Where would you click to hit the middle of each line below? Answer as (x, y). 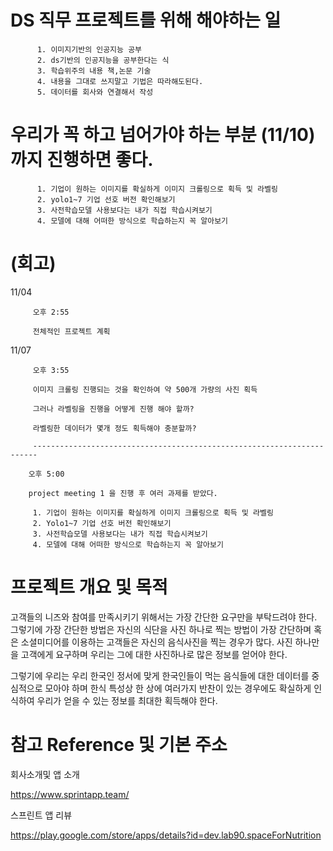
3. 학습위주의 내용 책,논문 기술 (94, 71)
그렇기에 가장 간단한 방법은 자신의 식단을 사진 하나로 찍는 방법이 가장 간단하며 (161, 629)
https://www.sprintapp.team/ (70, 794)
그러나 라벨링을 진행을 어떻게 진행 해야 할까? (113, 409)
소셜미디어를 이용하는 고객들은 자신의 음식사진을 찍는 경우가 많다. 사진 (156, 642)
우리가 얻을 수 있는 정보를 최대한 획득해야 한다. (127, 700)
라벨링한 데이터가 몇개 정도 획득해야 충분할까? (114, 428)
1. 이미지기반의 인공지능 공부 (89, 49)
